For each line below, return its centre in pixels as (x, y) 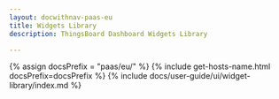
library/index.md (39, 86)
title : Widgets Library (53, 26)
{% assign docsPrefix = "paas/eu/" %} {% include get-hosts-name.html (140, 66)
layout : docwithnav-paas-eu (61, 17)
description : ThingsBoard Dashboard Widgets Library (108, 34)
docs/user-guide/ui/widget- (200, 76)
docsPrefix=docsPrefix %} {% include (78, 76)
